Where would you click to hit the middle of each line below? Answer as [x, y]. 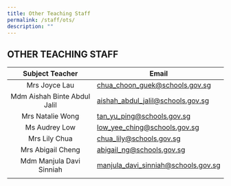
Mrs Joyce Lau [50, 85]
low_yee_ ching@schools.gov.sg [148, 127]
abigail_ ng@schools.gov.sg [141, 150]
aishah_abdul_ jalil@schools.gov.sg [153, 101]
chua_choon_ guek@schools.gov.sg [154, 85]
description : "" [30, 26]
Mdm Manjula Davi [50, 161]
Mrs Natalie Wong [51, 116]
